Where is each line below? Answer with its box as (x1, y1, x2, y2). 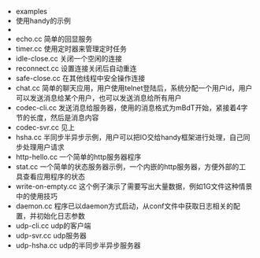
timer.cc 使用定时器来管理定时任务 (15, 44, 128, 53)
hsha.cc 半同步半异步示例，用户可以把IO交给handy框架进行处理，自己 (15, 133, 243, 142)
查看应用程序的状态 (22, 172, 85, 181)
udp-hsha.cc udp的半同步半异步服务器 (15, 241, 141, 250)
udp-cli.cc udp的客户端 (15, 221, 91, 230)
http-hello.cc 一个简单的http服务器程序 (15, 153, 142, 161)
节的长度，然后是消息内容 (15, 113, 99, 122)
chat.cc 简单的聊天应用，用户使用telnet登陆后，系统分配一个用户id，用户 (15, 83, 253, 93)
